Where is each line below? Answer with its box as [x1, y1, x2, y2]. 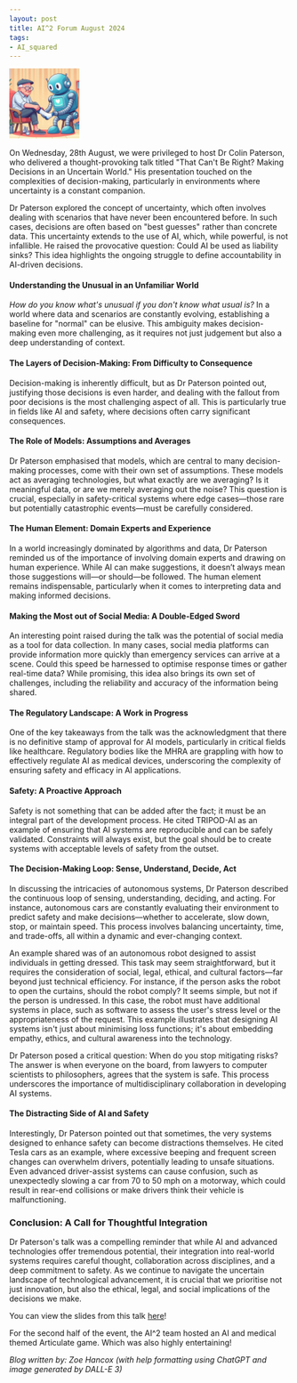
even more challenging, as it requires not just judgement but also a [37, 328, 283, 338]
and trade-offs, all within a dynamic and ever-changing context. [9, 930, 243, 941]
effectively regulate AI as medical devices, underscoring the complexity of [9, 756, 282, 766]
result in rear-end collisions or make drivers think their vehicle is [9, 1185, 245, 1196]
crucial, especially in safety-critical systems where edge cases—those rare [9, 493, 285, 504]
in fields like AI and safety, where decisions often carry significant [9, 406, 251, 417]
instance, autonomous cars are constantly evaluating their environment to [9, 902, 279, 912]
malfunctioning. [9, 1194, 67, 1205]
